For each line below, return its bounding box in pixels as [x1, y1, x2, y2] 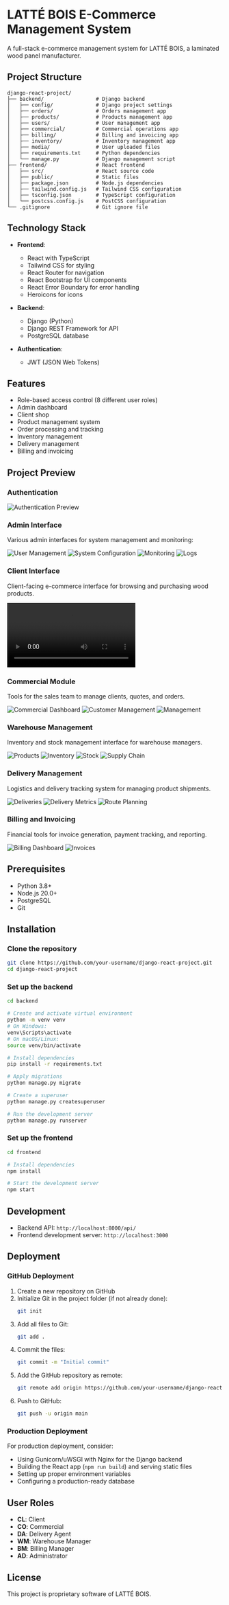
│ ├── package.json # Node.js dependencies [7, 179, 164, 187]
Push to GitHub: [16, 1397, 62, 1405]
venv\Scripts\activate [7, 1029, 72, 1036]
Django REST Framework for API [27, 324, 119, 332]
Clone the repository [7, 944, 77, 953]
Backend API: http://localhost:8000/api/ [16, 1223, 137, 1232]
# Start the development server [7, 1180, 99, 1187]
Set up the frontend [7, 1133, 73, 1143]
